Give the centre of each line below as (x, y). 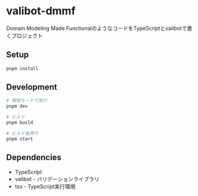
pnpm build (20, 123)
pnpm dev (17, 106)
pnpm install (22, 69)
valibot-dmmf (41, 11)
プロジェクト (27, 35)
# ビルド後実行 (22, 133)
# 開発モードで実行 (27, 101)
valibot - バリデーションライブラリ (57, 179)
